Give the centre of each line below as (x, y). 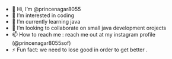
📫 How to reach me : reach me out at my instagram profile (84, 35)
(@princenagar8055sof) (41, 43)
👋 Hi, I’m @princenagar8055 (46, 9)
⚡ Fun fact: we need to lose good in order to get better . (80, 50)
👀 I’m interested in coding (43, 15)
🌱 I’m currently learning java (46, 22)
